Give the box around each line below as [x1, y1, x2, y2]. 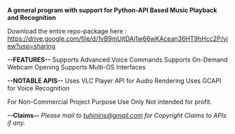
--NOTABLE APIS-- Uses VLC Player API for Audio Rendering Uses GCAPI [7, 76, 222, 85]
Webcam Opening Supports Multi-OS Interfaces [7, 63, 146, 71]
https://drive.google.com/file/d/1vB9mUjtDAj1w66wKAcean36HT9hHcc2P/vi [7, 34, 228, 43]
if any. [7, 119, 26, 127]
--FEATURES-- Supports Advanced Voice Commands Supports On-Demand [7, 55, 228, 64]
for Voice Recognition [7, 84, 70, 92]
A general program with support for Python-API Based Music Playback [7, 6, 217, 14]
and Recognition [7, 13, 56, 22]
